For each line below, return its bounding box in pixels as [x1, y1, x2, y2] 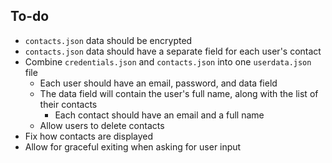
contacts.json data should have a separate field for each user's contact [24, 45, 322, 57]
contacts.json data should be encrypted [24, 34, 193, 46]
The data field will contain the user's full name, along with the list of [39, 87, 319, 99]
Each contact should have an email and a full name [54, 109, 265, 121]
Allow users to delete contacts [39, 119, 165, 131]
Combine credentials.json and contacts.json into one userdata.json [24, 55, 312, 68]
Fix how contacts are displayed [24, 130, 154, 142]
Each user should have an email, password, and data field [39, 77, 278, 89]
